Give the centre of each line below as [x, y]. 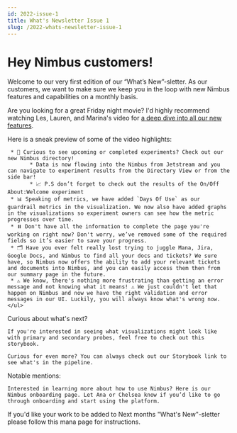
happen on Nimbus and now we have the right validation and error [108, 293]
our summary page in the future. [57, 275]
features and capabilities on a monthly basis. [73, 97]
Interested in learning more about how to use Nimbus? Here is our [109, 389]
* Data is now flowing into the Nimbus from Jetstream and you [125, 165]
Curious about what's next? [48, 319]
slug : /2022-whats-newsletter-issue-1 [65, 27]
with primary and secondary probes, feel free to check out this [106, 338]
